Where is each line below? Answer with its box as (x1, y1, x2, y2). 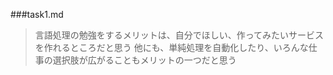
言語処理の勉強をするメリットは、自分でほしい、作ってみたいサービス (34, 29, 325, 41)
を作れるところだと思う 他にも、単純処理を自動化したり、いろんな (34, 42, 309, 53)
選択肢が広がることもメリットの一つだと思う (52, 54, 237, 66)
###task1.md (10, 9, 64, 20)
